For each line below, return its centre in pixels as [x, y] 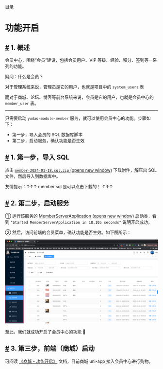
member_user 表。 [22, 103]
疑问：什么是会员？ [24, 77]
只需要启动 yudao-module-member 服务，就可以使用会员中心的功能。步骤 [76, 118]
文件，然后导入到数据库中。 [33, 176]
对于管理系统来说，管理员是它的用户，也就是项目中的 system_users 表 [74, 87]
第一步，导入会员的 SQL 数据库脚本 [47, 134]
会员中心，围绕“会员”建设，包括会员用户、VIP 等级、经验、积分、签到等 [77, 60]
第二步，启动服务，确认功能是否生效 [48, 141]
